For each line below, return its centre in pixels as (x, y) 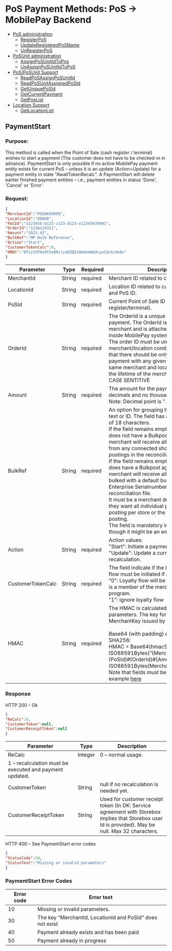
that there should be (133, 354)
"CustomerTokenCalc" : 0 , (31, 247)
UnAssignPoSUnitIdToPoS (48, 67)
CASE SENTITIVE (129, 380)
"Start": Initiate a (128, 546)
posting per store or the (137, 512)
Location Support (31, 105)
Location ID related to (134, 287)
